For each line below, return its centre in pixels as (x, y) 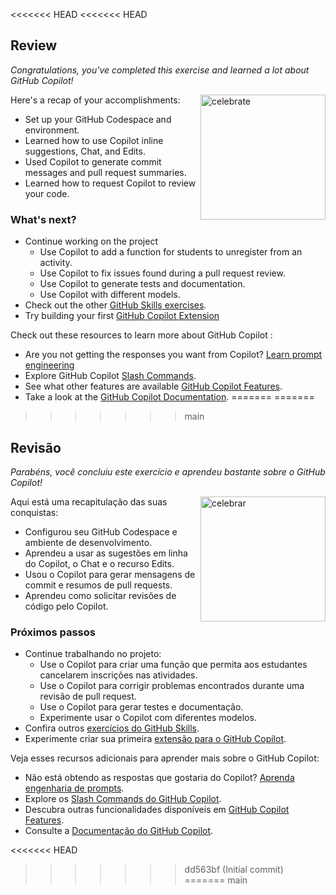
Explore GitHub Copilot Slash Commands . (110, 376)
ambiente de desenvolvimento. (88, 542)
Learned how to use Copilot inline (94, 140)
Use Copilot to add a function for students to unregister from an (171, 252)
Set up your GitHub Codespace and (98, 119)
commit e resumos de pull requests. (98, 585)
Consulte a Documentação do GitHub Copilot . (119, 831)
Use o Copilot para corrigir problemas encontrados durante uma (172, 686)
